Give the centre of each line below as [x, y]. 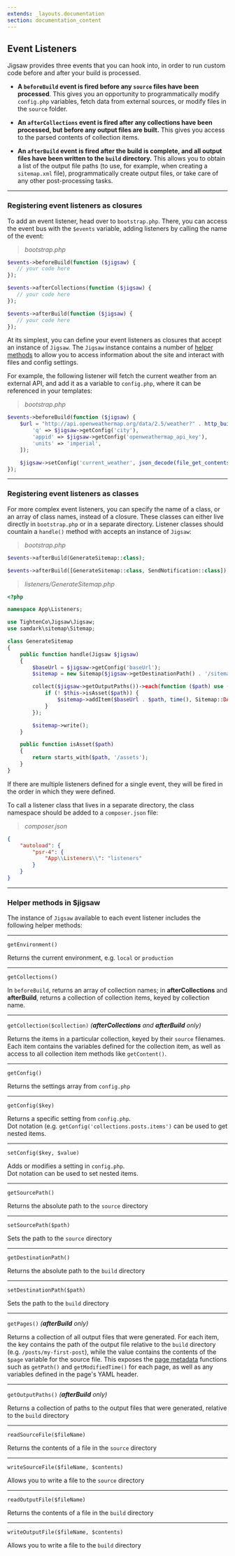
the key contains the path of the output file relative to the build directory [112, 1345]
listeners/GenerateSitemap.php [70, 584]
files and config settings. [43, 363]
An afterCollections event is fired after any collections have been [115, 123]
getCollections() [33, 977]
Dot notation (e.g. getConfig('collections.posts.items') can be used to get [117, 1126]
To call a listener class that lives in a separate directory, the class [101, 805]
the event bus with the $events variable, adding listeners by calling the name [117, 228]
